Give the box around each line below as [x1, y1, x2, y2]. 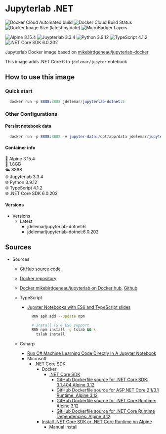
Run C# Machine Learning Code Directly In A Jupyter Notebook [27, 350, 157, 356]
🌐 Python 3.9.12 [5, 179, 38, 185]
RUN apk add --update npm [31, 314, 85, 319]
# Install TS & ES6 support [31, 323, 89, 328]
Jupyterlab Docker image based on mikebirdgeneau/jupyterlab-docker [5, 49, 149, 55]
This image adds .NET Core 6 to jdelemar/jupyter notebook [5, 58, 127, 64]
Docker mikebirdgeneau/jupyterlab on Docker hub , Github [19, 285, 138, 291]
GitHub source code [19, 266, 61, 272]
